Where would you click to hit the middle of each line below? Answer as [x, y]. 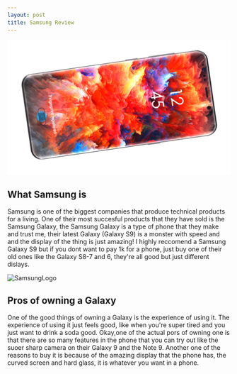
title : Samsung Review [41, 22]
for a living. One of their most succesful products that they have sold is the [116, 219]
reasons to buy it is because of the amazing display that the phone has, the [117, 356]
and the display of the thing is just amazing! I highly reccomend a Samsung [117, 242]
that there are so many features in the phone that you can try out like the [113, 340]
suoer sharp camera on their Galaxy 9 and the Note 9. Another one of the [114, 348]
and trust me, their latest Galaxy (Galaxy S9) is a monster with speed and [114, 234]
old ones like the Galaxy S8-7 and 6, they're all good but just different [109, 257]
